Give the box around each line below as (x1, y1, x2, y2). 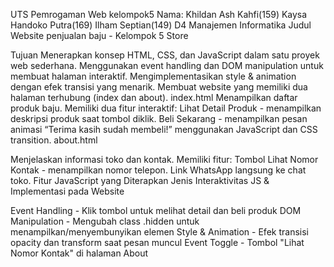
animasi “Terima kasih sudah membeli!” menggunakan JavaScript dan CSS (10, 124, 318, 135)
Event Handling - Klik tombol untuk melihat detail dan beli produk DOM (10, 205, 302, 216)
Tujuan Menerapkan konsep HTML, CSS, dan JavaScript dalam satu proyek (10, 49, 320, 61)
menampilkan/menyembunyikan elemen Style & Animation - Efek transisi (10, 226, 309, 238)
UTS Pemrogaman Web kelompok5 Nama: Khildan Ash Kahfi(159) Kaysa (10, 9, 308, 20)
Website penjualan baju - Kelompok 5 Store (10, 30, 189, 41)
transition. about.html (10, 134, 98, 146)
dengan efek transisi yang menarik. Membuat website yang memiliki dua (10, 81, 308, 93)
